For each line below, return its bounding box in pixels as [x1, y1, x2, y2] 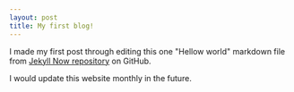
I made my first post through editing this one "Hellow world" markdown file [9, 46, 285, 56]
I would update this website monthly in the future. [9, 72, 193, 83]
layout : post [9, 13, 58, 22]
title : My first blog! [9, 21, 94, 30]
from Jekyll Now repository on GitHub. [9, 55, 151, 66]
